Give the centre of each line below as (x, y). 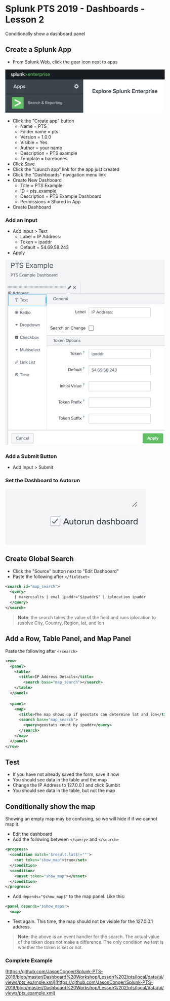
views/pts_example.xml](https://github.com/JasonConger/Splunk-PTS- (79, 982)
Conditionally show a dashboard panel (45, 33)
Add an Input (22, 220)
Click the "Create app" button (43, 121)
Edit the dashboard (32, 834)
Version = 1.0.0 (36, 137)
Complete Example (29, 960)
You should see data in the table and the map (60, 780)
